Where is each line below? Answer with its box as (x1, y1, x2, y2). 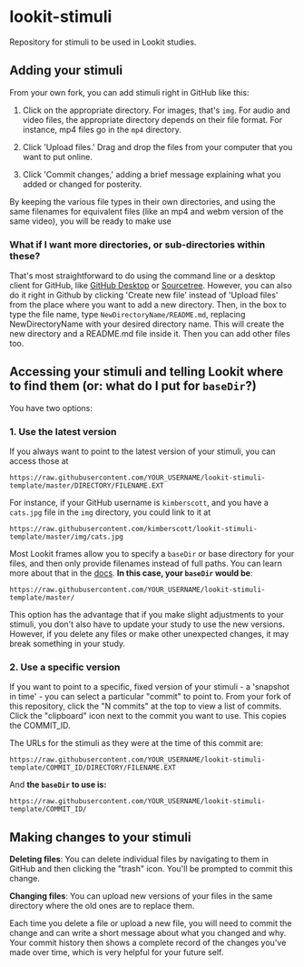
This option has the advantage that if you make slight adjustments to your (9, 609, 284, 620)
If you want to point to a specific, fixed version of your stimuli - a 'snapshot (9, 681, 290, 692)
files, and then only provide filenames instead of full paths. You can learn (9, 558, 283, 569)
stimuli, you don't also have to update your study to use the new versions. (9, 619, 286, 630)
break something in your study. (9, 639, 125, 650)
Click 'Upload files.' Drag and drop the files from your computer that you (22, 141, 293, 152)
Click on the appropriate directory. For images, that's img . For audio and (22, 105, 290, 116)
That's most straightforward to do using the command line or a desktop (9, 270, 276, 281)
